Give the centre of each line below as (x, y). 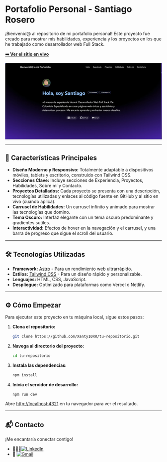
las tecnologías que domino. (41, 212)
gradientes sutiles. (31, 223)
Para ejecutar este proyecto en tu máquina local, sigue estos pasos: (75, 317)
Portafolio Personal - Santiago (69, 9)
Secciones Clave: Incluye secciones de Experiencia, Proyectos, (78, 180)
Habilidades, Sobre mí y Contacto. (47, 186)
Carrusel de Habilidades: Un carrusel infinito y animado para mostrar (83, 207)
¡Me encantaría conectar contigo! (39, 439)
